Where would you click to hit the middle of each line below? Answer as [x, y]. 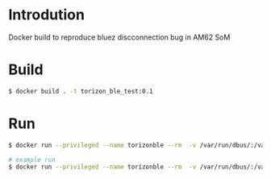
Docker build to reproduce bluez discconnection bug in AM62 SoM [119, 37]
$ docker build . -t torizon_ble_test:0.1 [81, 91]
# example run [32, 160]
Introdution [46, 15]
